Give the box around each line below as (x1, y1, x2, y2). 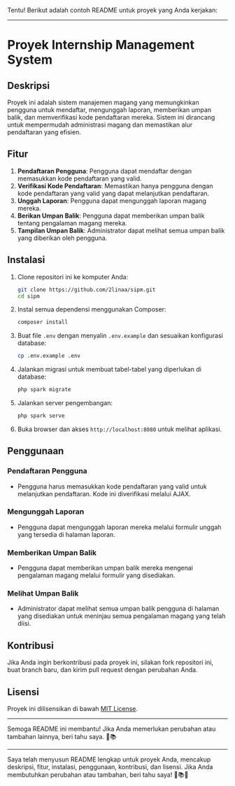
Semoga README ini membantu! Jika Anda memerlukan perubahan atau (7, 724, 216, 734)
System (7, 52, 53, 68)
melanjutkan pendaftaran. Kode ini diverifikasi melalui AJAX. (17, 489, 191, 498)
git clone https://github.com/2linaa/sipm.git (17, 286, 156, 293)
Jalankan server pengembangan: (17, 399, 113, 407)
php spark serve (17, 412, 65, 419)
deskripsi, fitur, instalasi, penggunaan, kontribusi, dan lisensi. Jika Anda (7, 763, 213, 771)
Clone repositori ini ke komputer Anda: (17, 272, 129, 281)
